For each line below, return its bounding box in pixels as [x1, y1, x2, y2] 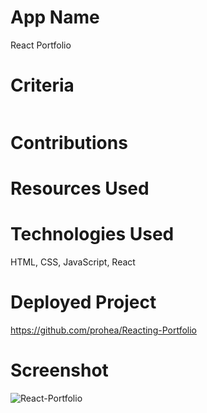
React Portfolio [10, 39, 72, 51]
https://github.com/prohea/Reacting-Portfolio [10, 324, 197, 336]
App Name [10, 6, 100, 29]
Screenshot [10, 359, 109, 382]
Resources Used [10, 177, 150, 200]
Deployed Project [10, 291, 157, 314]
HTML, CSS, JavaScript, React [10, 256, 136, 268]
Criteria [10, 74, 75, 97]
